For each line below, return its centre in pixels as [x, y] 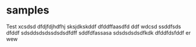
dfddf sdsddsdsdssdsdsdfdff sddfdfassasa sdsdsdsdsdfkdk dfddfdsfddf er [99, 32]
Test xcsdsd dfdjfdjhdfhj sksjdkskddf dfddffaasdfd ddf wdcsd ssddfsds [94, 26]
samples [28, 10]
